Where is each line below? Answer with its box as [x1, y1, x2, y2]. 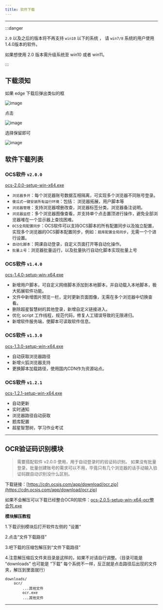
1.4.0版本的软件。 [5, 41, 40, 47]
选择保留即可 [5, 130, 31, 136]
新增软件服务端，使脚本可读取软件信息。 [12, 319, 93, 324]
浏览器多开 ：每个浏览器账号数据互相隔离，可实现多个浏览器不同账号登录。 [12, 192, 158, 198]
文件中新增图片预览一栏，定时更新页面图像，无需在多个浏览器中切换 [12, 294, 148, 300]
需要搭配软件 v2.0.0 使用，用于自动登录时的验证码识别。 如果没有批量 [16, 458, 157, 464]
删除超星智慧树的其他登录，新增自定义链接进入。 [12, 306, 110, 312]
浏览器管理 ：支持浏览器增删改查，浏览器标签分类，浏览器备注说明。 [12, 205, 146, 210]
